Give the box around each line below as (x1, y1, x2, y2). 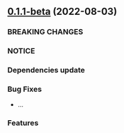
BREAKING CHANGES (7, 27, 84, 37)
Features (7, 118, 39, 128)
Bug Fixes (7, 85, 43, 95)
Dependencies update (7, 65, 85, 75)
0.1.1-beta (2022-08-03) (7, 6, 118, 18)
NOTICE (7, 46, 35, 56)
